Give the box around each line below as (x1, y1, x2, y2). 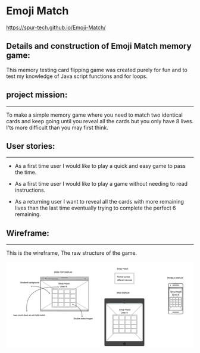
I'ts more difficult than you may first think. (6, 124, 108, 131)
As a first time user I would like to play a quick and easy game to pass (14, 163, 186, 170)
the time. (14, 168, 37, 176)
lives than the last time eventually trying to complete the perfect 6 (14, 204, 176, 212)
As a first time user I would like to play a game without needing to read (14, 180, 188, 188)
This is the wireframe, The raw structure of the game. (6, 249, 137, 257)
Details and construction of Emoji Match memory (6, 41, 192, 51)
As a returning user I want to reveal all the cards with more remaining (14, 198, 185, 205)
